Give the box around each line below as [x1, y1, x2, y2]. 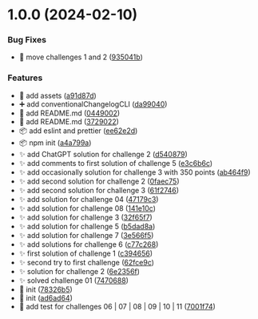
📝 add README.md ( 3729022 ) [18, 116, 119, 126]
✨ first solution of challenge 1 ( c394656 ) [18, 248, 153, 258]
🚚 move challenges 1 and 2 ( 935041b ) [18, 52, 143, 62]
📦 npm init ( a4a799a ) [18, 138, 92, 147]
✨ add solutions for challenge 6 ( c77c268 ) [18, 239, 159, 249]
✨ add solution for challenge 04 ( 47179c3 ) [18, 194, 159, 204]
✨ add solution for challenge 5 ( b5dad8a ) [18, 221, 156, 231]
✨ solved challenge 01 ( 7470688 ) [18, 275, 129, 285]
